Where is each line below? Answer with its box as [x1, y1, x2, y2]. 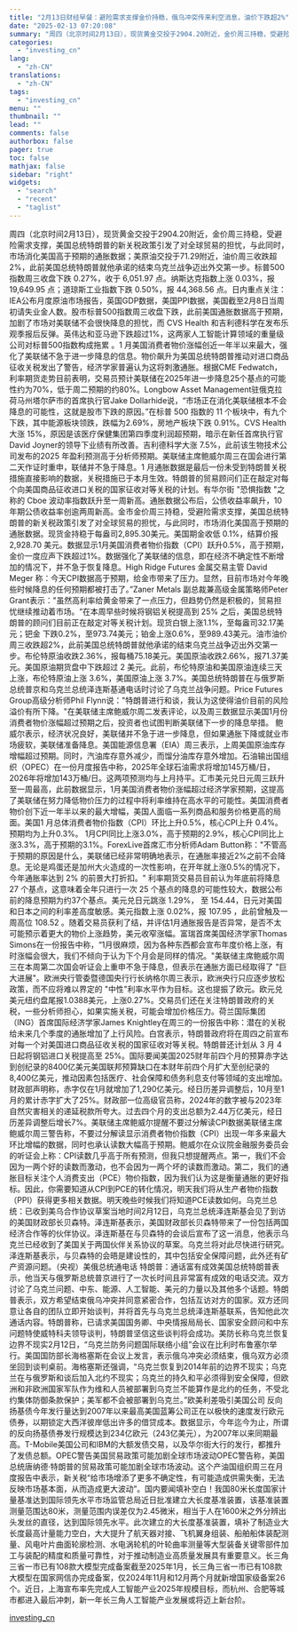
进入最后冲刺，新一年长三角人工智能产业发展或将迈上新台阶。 [24, 1594, 250, 1604]
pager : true [9, 145, 53, 154]
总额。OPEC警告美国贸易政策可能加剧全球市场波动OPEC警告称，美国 [32, 1450, 286, 1461]
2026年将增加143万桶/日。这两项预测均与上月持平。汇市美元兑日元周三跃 [9, 772, 278, 783]
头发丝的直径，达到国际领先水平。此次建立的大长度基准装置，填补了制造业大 [9, 1517, 289, 1527]
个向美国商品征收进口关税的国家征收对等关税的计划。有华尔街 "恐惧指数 [9, 483, 272, 494]
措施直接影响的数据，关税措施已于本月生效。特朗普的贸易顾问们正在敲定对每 [9, 473, 289, 483]
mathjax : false [9, 162, 66, 171]
